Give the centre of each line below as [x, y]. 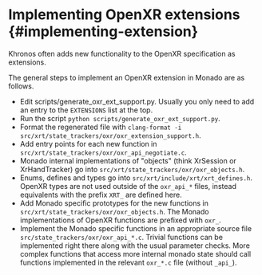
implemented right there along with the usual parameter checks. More [135, 246]
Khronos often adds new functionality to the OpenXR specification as [122, 53]
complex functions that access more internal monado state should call [135, 253]
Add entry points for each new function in [88, 143]
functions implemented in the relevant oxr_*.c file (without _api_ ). [128, 262]
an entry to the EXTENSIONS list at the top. [86, 110]
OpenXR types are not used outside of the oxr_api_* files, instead [128, 186]
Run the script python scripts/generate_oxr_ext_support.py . [120, 118]
